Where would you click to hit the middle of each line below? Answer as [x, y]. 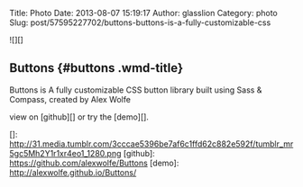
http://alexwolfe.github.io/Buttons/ [73, 172]
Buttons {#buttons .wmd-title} [96, 68]
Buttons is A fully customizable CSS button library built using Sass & [136, 90]
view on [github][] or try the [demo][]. [79, 117]
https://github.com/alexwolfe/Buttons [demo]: [94, 163]
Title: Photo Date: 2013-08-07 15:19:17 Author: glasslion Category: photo [143, 13]
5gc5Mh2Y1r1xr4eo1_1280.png [65, 153]
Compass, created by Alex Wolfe [70, 99]
